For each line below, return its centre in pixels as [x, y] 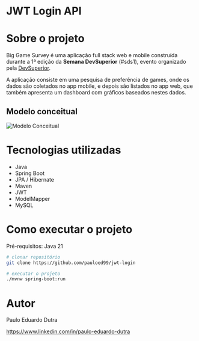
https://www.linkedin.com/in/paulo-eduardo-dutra [68, 331]
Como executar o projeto [69, 229]
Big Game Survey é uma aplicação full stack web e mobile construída [92, 55]
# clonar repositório [33, 257]
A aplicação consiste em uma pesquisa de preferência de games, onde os [98, 80]
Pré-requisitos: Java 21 [35, 246]
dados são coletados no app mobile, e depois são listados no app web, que [100, 86]
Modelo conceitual [42, 112]
